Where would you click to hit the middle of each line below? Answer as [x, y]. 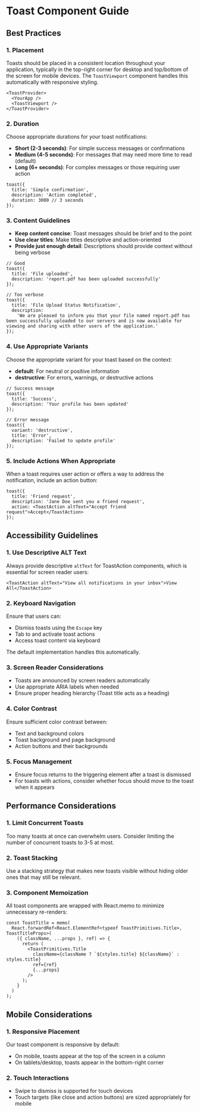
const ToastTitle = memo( [38, 923]
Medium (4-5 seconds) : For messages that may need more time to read [103, 155]
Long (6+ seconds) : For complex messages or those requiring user [97, 167]
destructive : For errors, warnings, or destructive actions [84, 377]
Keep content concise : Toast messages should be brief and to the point [103, 234]
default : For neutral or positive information [67, 371]
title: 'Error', [32, 435]
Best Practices [34, 33]
